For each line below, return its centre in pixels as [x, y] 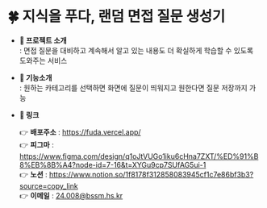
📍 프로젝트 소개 [43, 40]
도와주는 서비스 [43, 60]
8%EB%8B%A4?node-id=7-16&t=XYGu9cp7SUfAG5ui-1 [113, 164]
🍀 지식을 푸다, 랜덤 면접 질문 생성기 [117, 17]
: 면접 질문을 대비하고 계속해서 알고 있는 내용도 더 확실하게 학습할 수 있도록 [136, 50]
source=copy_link [48, 185]
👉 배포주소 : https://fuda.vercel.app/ [80, 132]
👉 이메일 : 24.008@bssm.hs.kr [71, 195]
